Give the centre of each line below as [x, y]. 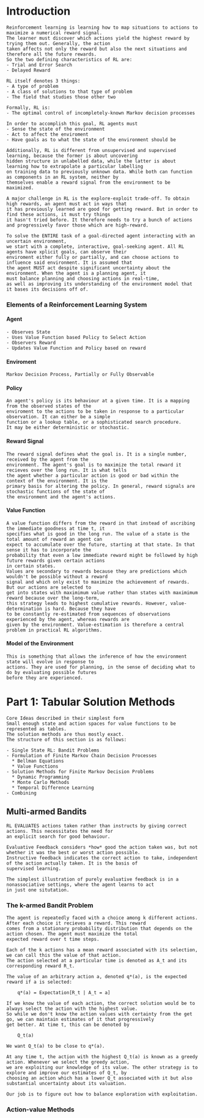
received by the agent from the [47, 459]
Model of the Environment [40, 644]
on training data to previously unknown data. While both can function [99, 172]
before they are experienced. [45, 678]
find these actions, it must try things [59, 214]
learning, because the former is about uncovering [72, 156]
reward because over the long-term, [53, 598]
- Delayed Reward [28, 70]
